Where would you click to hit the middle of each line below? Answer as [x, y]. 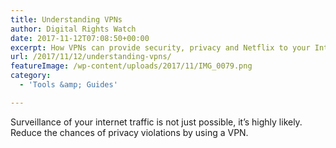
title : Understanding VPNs [66, 19]
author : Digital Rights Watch [73, 29]
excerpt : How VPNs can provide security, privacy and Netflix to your [160, 47]
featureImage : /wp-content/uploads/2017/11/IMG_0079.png [131, 66]
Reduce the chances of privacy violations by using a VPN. [129, 132]
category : [31, 76]
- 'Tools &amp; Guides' [68, 85]
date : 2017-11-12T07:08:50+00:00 [80, 38]
